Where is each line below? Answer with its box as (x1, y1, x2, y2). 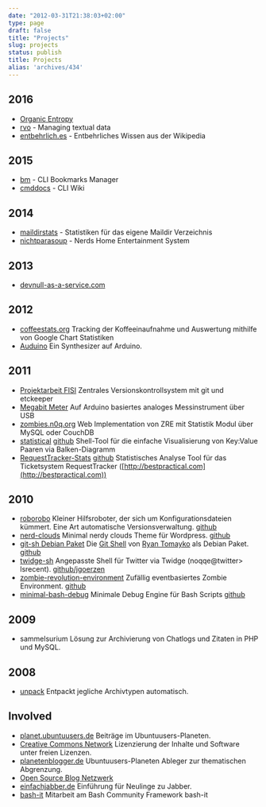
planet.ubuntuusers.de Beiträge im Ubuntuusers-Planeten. (19, 731, 211, 740)
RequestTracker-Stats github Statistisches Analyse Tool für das (19, 452, 227, 462)
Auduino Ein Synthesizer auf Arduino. (19, 341, 143, 351)
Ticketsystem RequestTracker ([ (19, 461, 125, 471)
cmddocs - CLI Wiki (19, 184, 85, 193)
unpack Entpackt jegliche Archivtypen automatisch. (19, 687, 189, 696)
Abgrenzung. (19, 764, 63, 774)
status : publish (8, 48, 62, 56)
